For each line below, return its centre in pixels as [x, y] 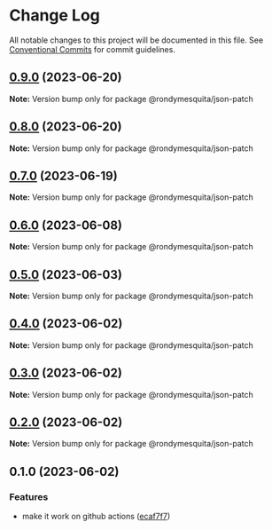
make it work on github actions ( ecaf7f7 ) [96, 517]
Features [29, 496]
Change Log [54, 16]
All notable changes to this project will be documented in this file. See [136, 40]
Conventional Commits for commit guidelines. [92, 49]
